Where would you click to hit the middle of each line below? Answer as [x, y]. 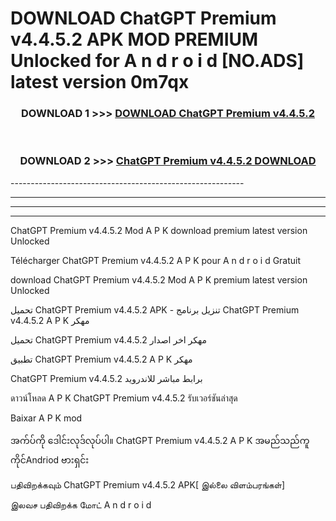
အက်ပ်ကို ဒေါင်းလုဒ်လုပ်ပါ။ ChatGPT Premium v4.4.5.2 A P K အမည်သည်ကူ [160, 440]
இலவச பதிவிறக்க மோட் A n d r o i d [81, 504]
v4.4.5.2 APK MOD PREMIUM [134, 39]
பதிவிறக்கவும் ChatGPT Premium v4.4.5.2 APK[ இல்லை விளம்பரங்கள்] [148, 484]
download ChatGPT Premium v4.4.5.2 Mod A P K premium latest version [159, 279]
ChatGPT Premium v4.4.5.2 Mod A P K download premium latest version [159, 230]
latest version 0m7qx [100, 82]
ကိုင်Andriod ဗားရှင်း [50, 459]
